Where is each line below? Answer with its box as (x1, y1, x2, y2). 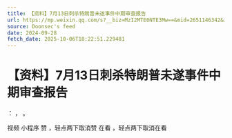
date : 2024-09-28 (7, 29, 57, 37)
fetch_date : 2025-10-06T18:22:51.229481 (7, 36, 126, 43)
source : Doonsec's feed (7, 23, 76, 30)
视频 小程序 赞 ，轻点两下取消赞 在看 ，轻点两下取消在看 (7, 124, 167, 132)
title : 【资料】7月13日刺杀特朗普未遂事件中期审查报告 (7, 10, 146, 17)
